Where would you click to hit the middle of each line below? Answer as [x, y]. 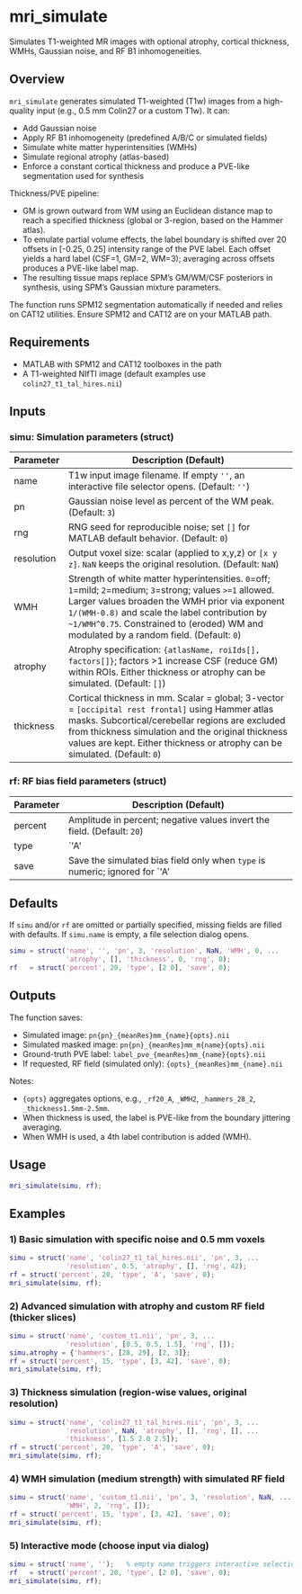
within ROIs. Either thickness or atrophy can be [167, 672]
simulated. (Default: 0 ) [115, 755]
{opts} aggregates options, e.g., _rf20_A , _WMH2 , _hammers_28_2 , [139, 1098]
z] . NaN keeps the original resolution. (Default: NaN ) [173, 564]
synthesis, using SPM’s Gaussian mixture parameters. [122, 287]
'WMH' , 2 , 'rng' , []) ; [108, 1506]
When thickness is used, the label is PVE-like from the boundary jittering [156, 1117]
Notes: [22, 1080]
